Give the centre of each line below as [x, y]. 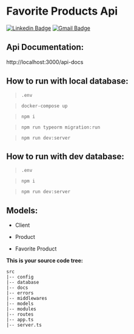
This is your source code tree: [45, 261]
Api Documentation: [45, 47]
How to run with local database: [67, 81]
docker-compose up [44, 106]
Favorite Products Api [62, 11]
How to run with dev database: [65, 156]
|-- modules [21, 309]
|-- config [20, 277]
